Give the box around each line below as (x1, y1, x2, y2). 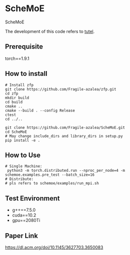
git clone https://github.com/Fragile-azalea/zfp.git (5, 87, 117, 91)
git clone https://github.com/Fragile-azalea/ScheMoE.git (5, 125, 125, 130)
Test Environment (5, 194, 60, 202)
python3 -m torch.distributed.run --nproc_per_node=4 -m (7, 168, 125, 173)
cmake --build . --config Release (5, 108, 75, 113)
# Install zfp (5, 82, 34, 88)
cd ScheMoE (5, 129, 27, 134)
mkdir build (5, 95, 29, 100)
